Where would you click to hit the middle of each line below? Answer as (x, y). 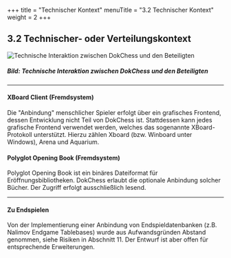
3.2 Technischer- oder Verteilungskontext (99, 39)
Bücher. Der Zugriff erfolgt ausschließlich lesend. (77, 188)
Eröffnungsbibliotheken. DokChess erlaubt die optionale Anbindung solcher (114, 180)
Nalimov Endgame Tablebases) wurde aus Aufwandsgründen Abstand (107, 233)
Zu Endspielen (28, 210)
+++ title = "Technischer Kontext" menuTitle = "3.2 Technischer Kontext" (111, 10)
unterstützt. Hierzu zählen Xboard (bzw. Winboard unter (113, 134)
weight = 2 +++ (29, 17)
